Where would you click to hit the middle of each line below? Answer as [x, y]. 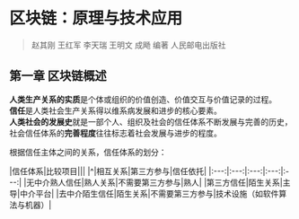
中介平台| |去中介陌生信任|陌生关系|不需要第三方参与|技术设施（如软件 [149, 193]
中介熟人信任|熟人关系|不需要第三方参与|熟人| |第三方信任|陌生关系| [158, 182]
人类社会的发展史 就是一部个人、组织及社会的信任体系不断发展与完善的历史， [151, 121]
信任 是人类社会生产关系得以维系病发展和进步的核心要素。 [115, 110]
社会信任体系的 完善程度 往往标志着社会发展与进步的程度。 [115, 133]
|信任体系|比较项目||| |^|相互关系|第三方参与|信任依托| [108, 171]
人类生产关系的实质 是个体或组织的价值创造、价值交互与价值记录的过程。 [143, 99]
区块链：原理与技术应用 [96, 18]
